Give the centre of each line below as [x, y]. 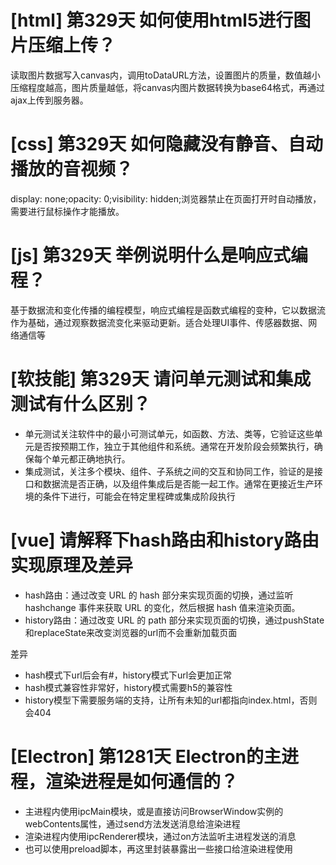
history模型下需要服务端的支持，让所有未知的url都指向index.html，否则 [171, 700]
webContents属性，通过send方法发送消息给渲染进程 [132, 823]
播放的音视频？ [72, 169]
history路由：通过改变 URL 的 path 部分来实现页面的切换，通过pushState [174, 620]
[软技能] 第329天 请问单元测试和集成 [161, 379]
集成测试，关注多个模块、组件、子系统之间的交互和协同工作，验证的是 [169, 471]
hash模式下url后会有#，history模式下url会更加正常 [128, 675]
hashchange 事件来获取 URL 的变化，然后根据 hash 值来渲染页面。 [162, 607]
